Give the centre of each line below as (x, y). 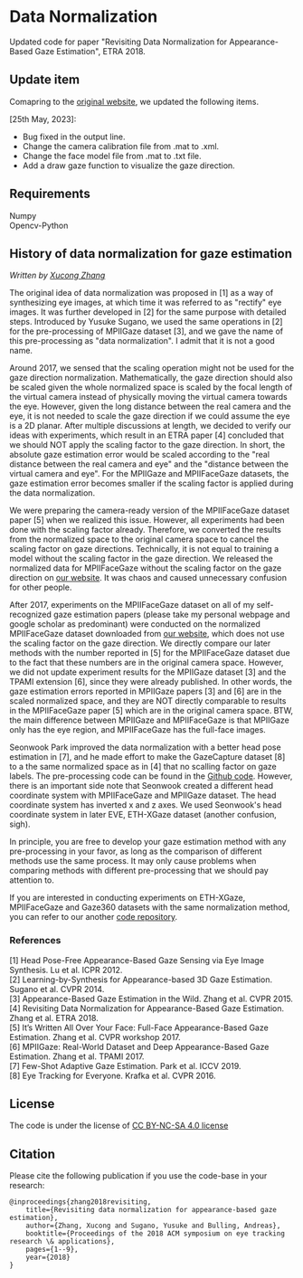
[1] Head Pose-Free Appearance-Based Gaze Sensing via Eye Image (137, 960)
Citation (33, 1154)
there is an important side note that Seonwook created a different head (142, 786)
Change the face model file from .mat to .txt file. (112, 156)
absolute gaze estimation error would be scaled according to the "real (139, 455)
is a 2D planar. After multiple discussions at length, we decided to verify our (151, 426)
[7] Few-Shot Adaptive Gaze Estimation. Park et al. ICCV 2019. (125, 1065)
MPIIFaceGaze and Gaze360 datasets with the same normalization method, (150, 907)
